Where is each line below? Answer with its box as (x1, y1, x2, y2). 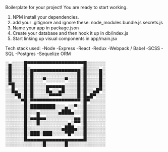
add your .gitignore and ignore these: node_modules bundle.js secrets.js (12, 20, 163, 25)
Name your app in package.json (12, 25, 79, 31)
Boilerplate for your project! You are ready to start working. (5, 5, 128, 10)
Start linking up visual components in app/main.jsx (12, 35, 118, 41)
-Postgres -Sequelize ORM (15, 50, 71, 57)
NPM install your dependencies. (12, 14, 79, 20)
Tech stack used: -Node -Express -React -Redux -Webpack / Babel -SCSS (5, 45, 160, 51)
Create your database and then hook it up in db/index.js (12, 30, 129, 36)
